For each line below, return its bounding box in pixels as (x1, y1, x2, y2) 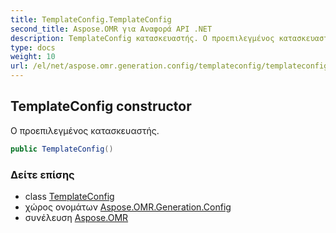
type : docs (10, 42, 56, 53)
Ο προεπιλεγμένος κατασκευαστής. (10, 124, 160, 136)
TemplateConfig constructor (10, 98, 192, 115)
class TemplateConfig (24, 190, 115, 202)
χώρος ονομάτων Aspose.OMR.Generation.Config (24, 201, 232, 213)
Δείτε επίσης (10, 167, 75, 181)
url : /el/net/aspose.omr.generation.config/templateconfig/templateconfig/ (10, 61, 333, 71)
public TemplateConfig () (10, 144, 114, 154)
